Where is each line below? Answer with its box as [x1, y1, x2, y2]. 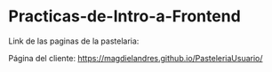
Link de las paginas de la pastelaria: [8, 36, 140, 46]
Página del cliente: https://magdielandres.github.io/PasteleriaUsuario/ [8, 52, 263, 63]
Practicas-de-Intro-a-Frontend [8, 6, 241, 27]
